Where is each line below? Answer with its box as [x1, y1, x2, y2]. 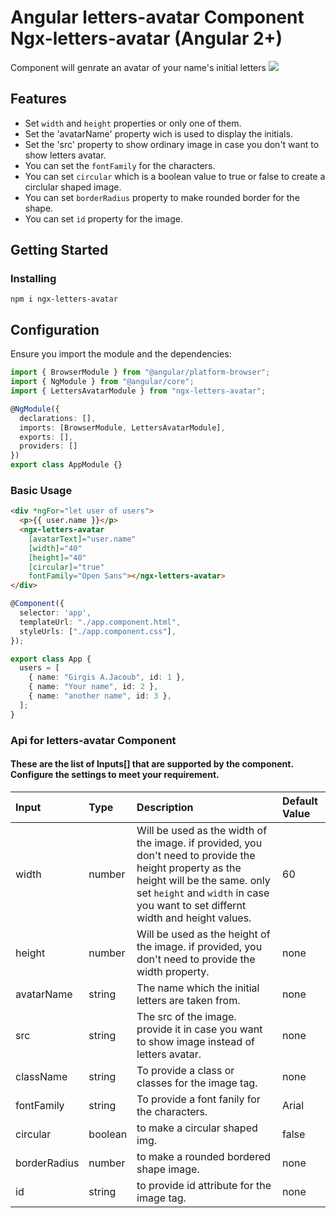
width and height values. [136, 911, 252, 925]
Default [282, 794, 318, 808]
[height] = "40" [28, 552, 87, 563]
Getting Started [10, 242, 109, 259]
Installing [10, 272, 57, 286]
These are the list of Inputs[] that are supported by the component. [10, 758, 294, 770]
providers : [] [19, 441, 78, 451]
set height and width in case [136, 886, 270, 900]
